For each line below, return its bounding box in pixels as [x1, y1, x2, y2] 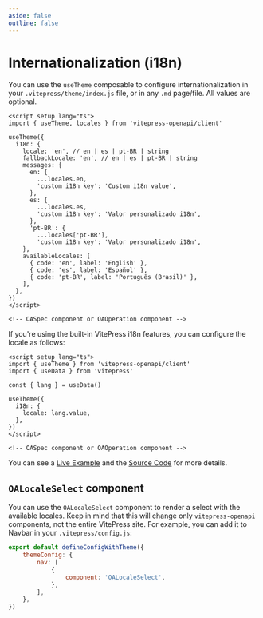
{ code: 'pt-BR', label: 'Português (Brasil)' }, [29, 273, 198, 281]
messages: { [22, 161, 62, 169]
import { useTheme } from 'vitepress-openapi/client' [8, 361, 191, 369]
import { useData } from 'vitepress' [8, 367, 134, 376]
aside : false [8, 11, 52, 20]
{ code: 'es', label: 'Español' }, [29, 266, 148, 274]
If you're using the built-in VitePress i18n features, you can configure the [8, 329, 246, 339]
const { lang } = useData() [8, 381, 102, 389]
